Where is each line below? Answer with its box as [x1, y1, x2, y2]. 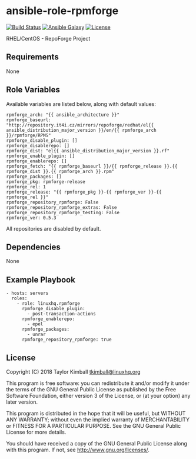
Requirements [6, 52, 59, 62]
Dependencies [6, 242, 61, 252]
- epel [27, 321, 44, 327]
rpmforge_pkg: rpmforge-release [6, 178, 85, 185]
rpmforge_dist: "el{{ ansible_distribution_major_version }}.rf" [6, 148, 170, 154]
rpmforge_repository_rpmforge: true [21, 337, 112, 342]
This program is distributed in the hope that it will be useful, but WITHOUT [6, 410, 186, 417]
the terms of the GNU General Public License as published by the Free [6, 386, 177, 393]
